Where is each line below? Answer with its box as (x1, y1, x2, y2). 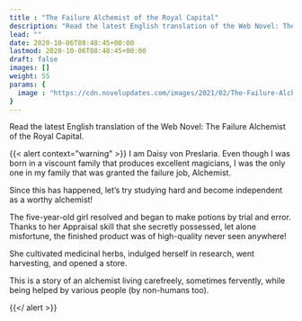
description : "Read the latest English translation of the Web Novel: (9, 22, 280, 31)
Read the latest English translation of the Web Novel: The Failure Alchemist (9, 121, 286, 132)
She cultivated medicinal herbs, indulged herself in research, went (9, 248, 254, 259)
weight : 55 (9, 72, 50, 81)
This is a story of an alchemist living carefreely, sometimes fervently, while (9, 275, 286, 286)
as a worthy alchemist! (9, 194, 93, 205)
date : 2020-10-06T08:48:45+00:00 (9, 38, 135, 48)
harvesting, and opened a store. (9, 258, 128, 269)
